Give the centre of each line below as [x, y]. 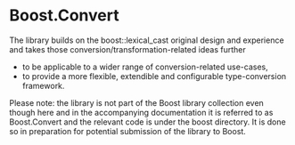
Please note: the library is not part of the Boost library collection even [137, 102]
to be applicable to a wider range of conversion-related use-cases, [145, 67]
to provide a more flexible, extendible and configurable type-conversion [154, 76]
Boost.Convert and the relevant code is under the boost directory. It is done [148, 122]
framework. [43, 85]
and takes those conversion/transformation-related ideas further [128, 49]
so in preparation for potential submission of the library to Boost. [128, 131]
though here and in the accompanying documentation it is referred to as [141, 112]
